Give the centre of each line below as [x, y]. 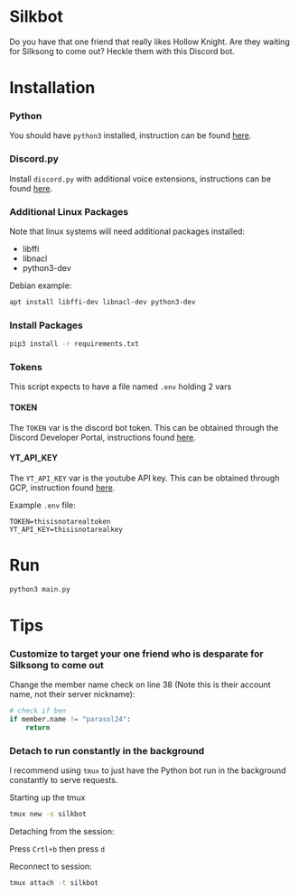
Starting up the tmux [47, 797]
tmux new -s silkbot [48, 814]
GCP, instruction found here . [62, 487]
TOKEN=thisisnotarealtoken [60, 521]
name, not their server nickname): [72, 695]
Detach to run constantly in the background [107, 750]
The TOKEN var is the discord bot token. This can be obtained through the [144, 427]
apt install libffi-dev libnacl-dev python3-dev [103, 303]
